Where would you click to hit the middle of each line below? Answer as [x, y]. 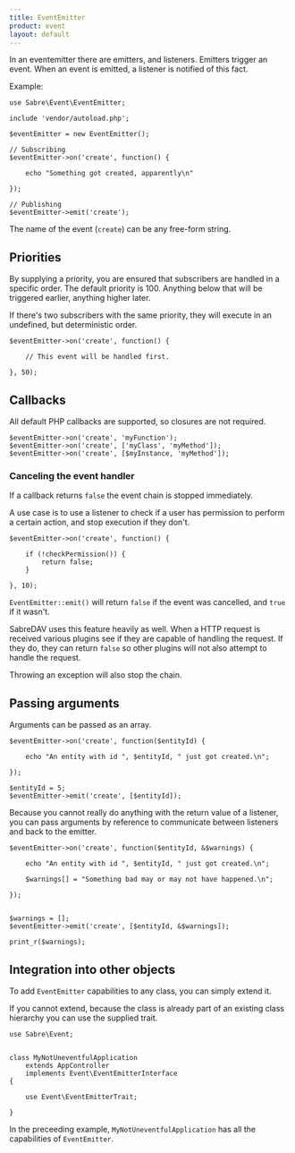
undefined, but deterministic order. [73, 325]
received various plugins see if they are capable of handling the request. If [146, 639]
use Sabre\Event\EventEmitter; [67, 103]
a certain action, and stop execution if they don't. [100, 522]
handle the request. [45, 658]
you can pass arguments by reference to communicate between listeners [144, 822]
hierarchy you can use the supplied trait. [84, 1018]
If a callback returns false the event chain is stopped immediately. [131, 495]
